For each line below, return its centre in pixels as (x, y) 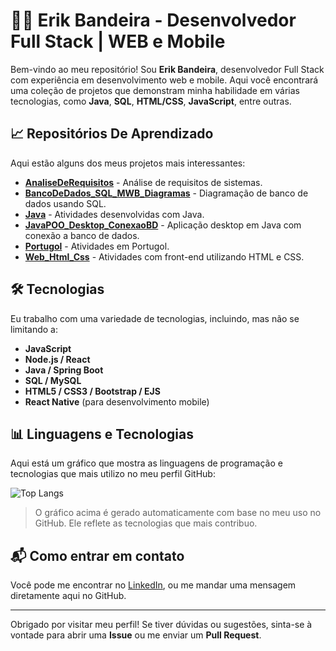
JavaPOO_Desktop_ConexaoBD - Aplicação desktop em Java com (163, 225)
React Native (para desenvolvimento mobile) (117, 401)
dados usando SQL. (65, 203)
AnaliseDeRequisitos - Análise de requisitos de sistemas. (143, 182)
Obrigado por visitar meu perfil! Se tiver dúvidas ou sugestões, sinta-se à (161, 625)
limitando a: (34, 329)
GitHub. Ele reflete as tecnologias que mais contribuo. (146, 523)
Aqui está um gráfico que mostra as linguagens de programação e (146, 463)
